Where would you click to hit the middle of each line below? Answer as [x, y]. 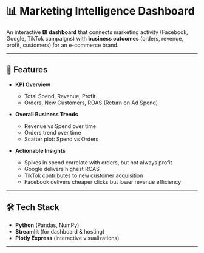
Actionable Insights [40, 150]
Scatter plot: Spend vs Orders [61, 139]
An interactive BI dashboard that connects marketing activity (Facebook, [97, 32]
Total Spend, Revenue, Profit [60, 96]
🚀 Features [27, 70]
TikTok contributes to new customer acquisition [83, 175]
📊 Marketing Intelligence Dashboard [101, 11]
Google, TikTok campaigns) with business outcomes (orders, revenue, [95, 38]
